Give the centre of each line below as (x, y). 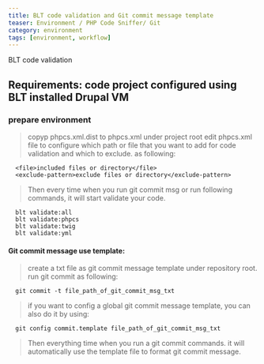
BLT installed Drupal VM (68, 97)
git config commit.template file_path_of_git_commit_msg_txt (118, 328)
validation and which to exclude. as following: (102, 153)
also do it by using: (58, 314)
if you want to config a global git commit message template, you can (139, 306)
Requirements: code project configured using (123, 85)
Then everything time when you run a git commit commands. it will (136, 343)
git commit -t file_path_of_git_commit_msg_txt (95, 291)
